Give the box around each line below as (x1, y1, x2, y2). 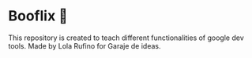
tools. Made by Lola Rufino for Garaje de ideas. (8, 41, 161, 50)
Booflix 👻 (8, 7, 69, 25)
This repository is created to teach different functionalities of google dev (8, 33, 245, 42)
